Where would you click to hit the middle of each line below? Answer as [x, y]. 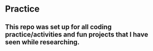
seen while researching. [42, 42]
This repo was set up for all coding [58, 27]
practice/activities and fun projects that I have [77, 34]
